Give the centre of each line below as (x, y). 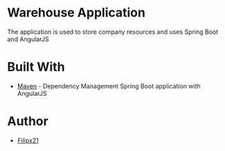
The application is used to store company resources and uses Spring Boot (113, 32)
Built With (36, 67)
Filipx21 (28, 140)
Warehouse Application (76, 13)
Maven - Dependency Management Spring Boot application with (109, 86)
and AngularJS (28, 39)
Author (28, 121)
